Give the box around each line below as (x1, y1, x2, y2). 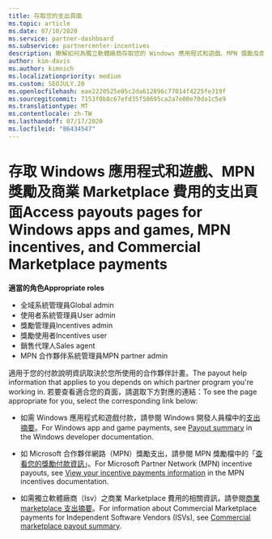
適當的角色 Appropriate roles (8, 283, 105, 293)
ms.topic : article (8, 19, 70, 28)
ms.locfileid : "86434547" (8, 125, 96, 133)
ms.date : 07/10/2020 (8, 27, 79, 35)
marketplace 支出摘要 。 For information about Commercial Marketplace (19, 503, 257, 513)
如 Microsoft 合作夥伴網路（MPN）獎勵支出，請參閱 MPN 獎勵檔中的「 (19, 448, 257, 458)
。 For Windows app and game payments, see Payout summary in (34, 422, 253, 432)
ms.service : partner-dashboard (8, 34, 114, 43)
